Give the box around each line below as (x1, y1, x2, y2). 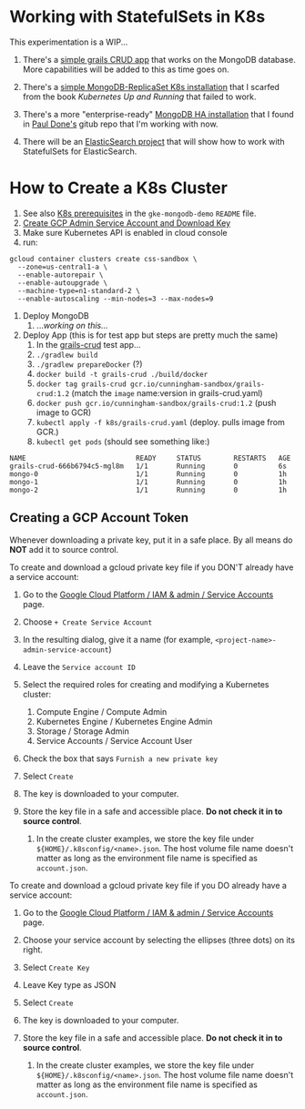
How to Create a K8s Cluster (9, 178, 228, 198)
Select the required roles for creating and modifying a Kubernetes (22, 678, 269, 689)
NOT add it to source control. (9, 544, 119, 554)
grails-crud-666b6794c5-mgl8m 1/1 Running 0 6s (9, 462, 287, 471)
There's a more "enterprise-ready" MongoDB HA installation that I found (22, 108, 294, 119)
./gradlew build (36, 351, 98, 360)
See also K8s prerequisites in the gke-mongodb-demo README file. (22, 208, 257, 219)
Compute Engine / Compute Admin (36, 706, 168, 717)
